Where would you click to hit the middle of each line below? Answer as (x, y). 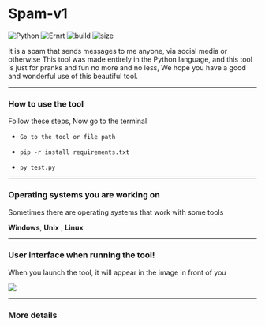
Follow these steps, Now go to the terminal (78, 121)
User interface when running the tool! (82, 255)
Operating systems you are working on (84, 195)
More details (33, 315)
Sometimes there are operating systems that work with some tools (116, 212)
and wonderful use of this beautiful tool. (73, 76)
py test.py (37, 168)
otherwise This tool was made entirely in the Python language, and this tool (130, 59)
